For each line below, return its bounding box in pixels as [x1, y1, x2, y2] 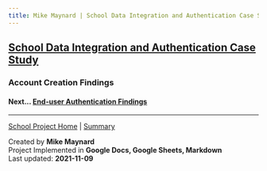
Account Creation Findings [8, 77, 114, 88]
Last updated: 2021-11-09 [8, 154, 94, 163]
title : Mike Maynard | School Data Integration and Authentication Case [8, 11, 254, 20]
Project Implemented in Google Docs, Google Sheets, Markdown [8, 146, 222, 155]
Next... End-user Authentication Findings [8, 97, 148, 106]
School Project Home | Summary [8, 122, 115, 131]
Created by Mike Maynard [8, 137, 95, 146]
